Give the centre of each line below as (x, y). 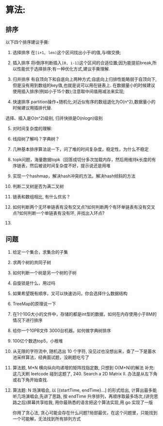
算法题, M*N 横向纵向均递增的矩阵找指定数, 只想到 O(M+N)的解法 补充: (83, 368)
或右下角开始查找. (30, 380)
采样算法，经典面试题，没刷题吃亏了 (53, 357)
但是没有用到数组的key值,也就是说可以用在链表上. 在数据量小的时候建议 (84, 85)
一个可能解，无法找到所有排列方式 (47, 419)
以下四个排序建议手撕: (28, 42)
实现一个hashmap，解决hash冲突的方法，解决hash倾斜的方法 (74, 176)
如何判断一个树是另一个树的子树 (44, 273)
